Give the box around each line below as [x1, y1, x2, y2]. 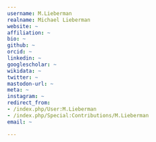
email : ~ [7, 118, 32, 126]
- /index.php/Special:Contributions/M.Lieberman [7, 112, 149, 119]
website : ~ [7, 23, 38, 29]
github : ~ [7, 42, 36, 49]
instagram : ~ [7, 93, 45, 100]
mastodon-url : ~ [7, 80, 54, 87]
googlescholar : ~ [7, 61, 57, 68]
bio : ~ [7, 36, 26, 43]
